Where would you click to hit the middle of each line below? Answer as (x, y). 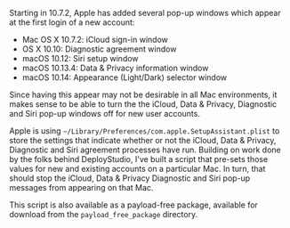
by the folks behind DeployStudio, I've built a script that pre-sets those (139, 159)
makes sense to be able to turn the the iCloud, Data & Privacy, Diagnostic (143, 104)
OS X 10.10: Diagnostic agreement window (99, 49)
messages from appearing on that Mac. (81, 187)
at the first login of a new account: (72, 22)
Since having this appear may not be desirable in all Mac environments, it (143, 94)
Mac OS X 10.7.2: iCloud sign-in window (95, 40)
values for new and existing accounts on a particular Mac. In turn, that (137, 169)
